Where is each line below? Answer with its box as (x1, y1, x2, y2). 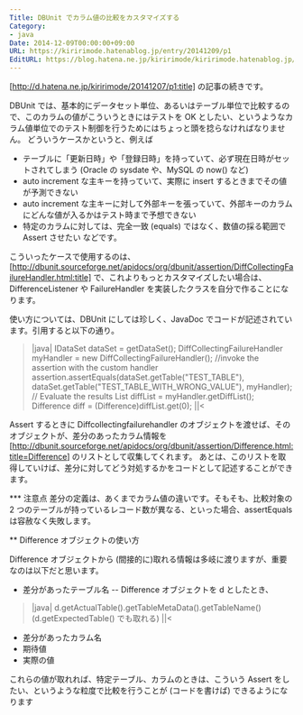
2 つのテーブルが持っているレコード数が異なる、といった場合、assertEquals (9, 504, 293, 515)
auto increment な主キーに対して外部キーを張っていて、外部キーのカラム (22, 198, 293, 208)
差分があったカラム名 (22, 632, 102, 643)
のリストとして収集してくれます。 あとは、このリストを (71, 452, 279, 462)
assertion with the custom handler (31, 362, 159, 372)
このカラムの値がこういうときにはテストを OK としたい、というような (24, 112, 286, 122)
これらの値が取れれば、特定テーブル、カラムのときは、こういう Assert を (9, 674, 282, 684)
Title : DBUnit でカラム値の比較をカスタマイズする (9, 13, 180, 23)
